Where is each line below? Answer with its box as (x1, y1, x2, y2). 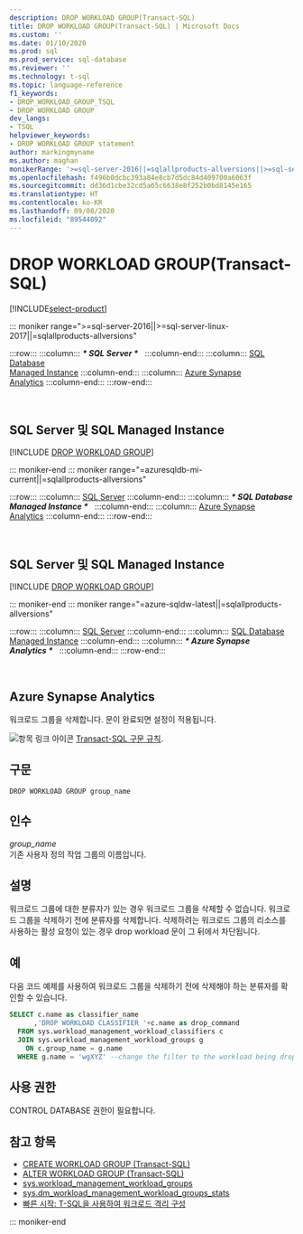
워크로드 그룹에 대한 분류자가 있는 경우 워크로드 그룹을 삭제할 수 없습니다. (9, 903, 267, 914)
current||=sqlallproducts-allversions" (9, 474, 147, 485)
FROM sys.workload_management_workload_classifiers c (17, 1027, 224, 1036)
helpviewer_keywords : (9, 131, 91, 140)
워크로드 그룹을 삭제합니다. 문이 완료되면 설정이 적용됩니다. (9, 714, 216, 724)
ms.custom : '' (9, 30, 63, 39)
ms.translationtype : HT (9, 190, 99, 199)
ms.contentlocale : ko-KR (9, 198, 103, 208)
